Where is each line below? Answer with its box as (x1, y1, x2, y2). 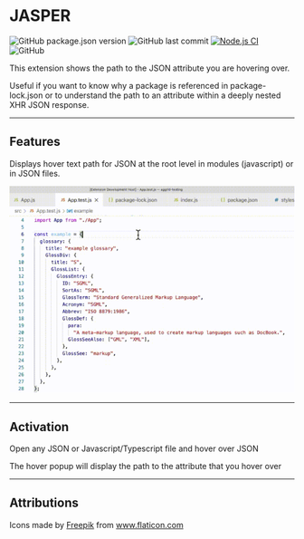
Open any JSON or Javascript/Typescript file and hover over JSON (9, 443, 260, 454)
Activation (9, 419, 70, 435)
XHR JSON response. (9, 99, 90, 110)
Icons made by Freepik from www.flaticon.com (9, 519, 184, 530)
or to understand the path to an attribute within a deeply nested (44, 90, 281, 101)
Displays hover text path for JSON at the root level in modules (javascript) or (9, 158, 294, 168)
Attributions (9, 496, 80, 511)
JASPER (9, 5, 71, 26)
